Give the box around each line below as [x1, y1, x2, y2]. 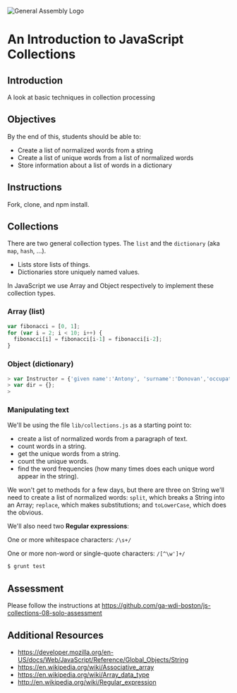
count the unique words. [17, 457, 89, 466]
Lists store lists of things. [17, 260, 90, 269]
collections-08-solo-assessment [7, 609, 102, 617]
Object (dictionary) [7, 359, 74, 369]
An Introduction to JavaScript [7, 32, 184, 47]
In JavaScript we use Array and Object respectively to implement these [7, 282, 214, 290]
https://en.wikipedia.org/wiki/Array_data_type [17, 670, 150, 679]
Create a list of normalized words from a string [17, 145, 153, 155]
